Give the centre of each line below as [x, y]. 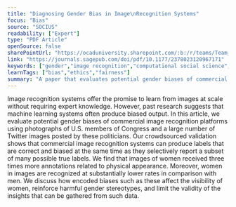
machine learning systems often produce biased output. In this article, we [113, 114]
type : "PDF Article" [38, 40]
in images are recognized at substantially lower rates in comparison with [112, 173]
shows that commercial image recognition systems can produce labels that [116, 144]
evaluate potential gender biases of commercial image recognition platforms [118, 121]
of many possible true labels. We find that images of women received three [116, 159]
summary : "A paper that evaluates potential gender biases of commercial [118, 79]
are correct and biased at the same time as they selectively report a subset [116, 151]
